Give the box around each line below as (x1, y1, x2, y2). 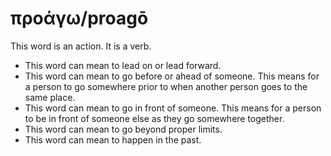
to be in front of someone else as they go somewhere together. (24, 112, 285, 124)
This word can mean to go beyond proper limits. (24, 123, 223, 135)
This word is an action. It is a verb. (10, 40, 152, 52)
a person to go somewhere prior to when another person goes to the (24, 80, 308, 92)
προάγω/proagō (10, 7, 149, 30)
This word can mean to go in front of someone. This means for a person (24, 102, 322, 114)
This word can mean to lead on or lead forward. (24, 59, 222, 71)
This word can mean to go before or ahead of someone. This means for (24, 70, 320, 82)
